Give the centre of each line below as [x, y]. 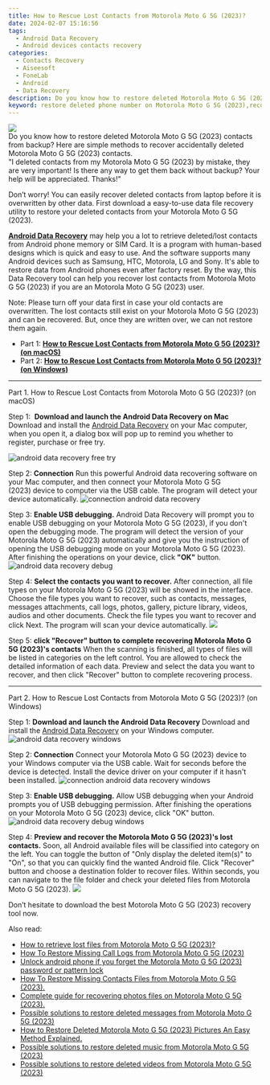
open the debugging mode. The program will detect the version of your [126, 532]
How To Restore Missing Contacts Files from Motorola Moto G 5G [128, 979]
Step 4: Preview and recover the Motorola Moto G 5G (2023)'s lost [121, 837]
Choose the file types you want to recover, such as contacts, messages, [128, 599]
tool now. [23, 914]
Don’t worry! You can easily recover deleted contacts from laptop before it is [135, 194]
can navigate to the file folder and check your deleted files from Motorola [129, 880]
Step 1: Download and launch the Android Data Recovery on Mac [119, 417]
